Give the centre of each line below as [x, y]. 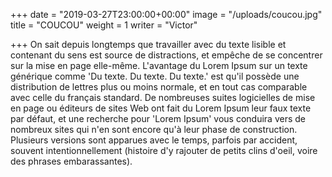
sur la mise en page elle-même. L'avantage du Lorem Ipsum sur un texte [159, 65]
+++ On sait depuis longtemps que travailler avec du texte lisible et [148, 44]
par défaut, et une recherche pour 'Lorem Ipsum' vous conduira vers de [158, 118]
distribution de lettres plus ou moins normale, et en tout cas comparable [159, 87]
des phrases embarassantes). [71, 161]
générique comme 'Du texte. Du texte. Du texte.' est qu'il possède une [155, 76]
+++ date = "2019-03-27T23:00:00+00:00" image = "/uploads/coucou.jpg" [166, 14]
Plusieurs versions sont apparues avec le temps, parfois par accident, [154, 140]
